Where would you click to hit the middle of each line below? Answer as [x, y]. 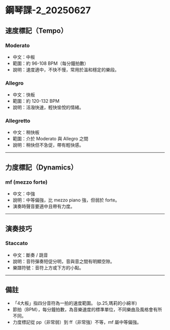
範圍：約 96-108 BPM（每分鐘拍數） [51, 63]
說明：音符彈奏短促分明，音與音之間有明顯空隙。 [63, 261]
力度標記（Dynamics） [41, 167]
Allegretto [18, 121]
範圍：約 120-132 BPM [36, 101]
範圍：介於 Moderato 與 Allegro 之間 [50, 139]
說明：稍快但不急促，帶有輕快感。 [48, 145]
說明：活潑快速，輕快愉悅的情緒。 [48, 107]
